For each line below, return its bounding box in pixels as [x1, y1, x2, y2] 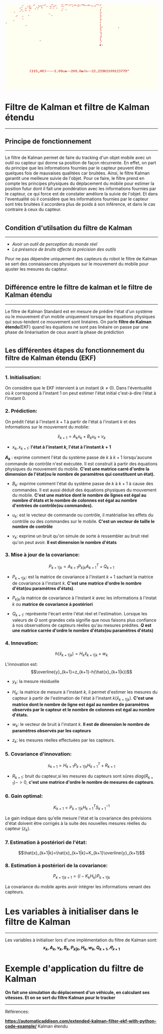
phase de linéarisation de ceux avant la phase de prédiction [5, 329, 124, 335]
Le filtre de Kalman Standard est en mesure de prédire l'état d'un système [5, 308, 153, 314]
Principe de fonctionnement [5, 137, 92, 145]
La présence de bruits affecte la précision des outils [12, 246, 116, 252]
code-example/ [5, 1023, 37, 1029]
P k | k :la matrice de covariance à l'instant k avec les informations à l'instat [12, 595, 157, 602]
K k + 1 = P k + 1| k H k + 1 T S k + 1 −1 [53, 804, 110, 811]
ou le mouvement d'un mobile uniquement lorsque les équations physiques [5, 313, 155, 319]
